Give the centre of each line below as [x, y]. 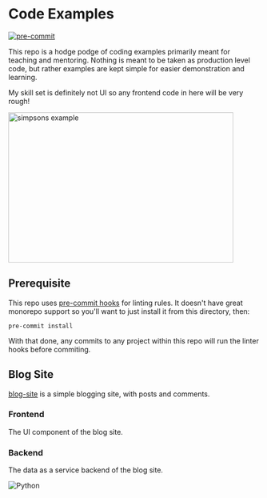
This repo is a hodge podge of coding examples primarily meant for [119, 51]
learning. [23, 77]
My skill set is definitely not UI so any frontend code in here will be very [126, 92]
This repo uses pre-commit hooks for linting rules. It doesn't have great [126, 303]
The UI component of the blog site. [66, 432]
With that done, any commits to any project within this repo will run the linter [134, 340]
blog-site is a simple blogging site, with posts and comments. [109, 394]
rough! [19, 101]
